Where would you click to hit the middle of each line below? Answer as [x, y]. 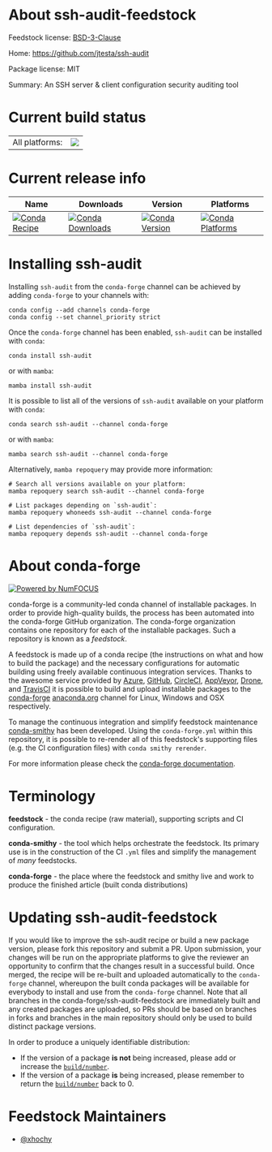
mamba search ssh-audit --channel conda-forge [88, 454]
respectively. [30, 706]
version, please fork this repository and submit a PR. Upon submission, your [135, 948]
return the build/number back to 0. [77, 1083]
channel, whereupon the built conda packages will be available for [138, 983]
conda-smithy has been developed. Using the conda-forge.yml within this [131, 730]
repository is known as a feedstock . [68, 638]
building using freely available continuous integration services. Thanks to [130, 671]
